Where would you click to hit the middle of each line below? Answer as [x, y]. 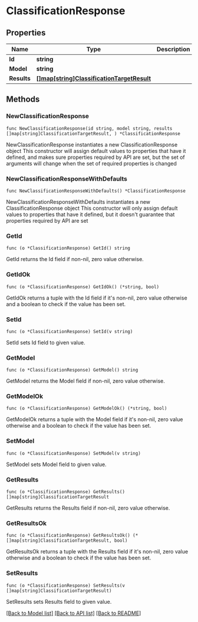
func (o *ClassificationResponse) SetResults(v [66, 585]
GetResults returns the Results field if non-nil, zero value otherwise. [88, 508]
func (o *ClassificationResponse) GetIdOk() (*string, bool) [83, 287]
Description [173, 49]
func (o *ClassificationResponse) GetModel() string [72, 370]
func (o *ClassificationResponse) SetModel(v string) [74, 453]
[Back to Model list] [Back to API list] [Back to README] [74, 613]
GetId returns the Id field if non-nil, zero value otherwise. [75, 259]
